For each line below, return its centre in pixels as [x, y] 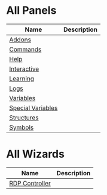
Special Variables [33, 107]
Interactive [24, 68]
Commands [25, 49]
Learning [22, 79]
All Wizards [35, 154]
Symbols [22, 127]
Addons [20, 40]
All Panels [31, 10]
